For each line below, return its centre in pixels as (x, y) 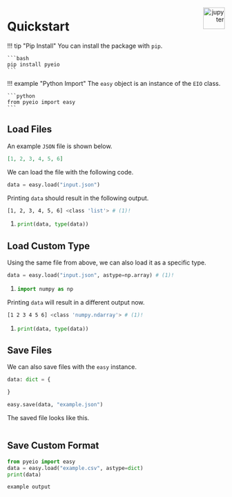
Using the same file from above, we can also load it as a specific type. (107, 263)
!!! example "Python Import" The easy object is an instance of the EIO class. (114, 83)
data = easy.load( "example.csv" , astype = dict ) (75, 468)
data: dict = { (29, 380)
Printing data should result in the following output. (78, 198)
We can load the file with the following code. (70, 172)
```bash (18, 58)
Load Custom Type (49, 246)
